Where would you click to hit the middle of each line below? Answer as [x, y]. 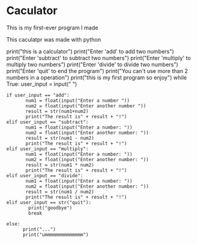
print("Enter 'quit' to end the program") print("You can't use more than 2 [97, 71]
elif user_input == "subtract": [47, 122]
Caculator [32, 11]
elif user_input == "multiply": [47, 149]
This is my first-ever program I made [52, 28]
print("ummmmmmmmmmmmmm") [55, 234]
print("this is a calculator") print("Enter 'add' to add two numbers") [90, 51]
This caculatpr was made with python [54, 39]
